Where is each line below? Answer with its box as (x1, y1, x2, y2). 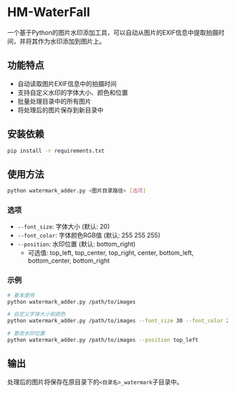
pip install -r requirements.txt (7, 147, 105, 154)
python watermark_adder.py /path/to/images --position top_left (7, 337, 199, 344)
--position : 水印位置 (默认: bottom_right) (17, 240, 136, 249)
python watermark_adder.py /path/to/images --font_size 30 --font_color (7, 317, 224, 324)
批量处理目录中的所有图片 (17, 97, 92, 105)
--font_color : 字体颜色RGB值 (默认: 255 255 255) (17, 231, 161, 240)
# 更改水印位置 (7, 330, 45, 337)
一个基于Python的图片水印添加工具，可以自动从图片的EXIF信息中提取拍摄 (7, 28, 219, 36)
